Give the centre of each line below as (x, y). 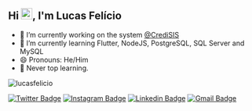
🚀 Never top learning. (54, 68)
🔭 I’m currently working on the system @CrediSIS (99, 34)
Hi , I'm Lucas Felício (65, 16)
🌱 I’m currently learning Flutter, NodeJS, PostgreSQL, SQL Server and (132, 43)
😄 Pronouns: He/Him (54, 59)
